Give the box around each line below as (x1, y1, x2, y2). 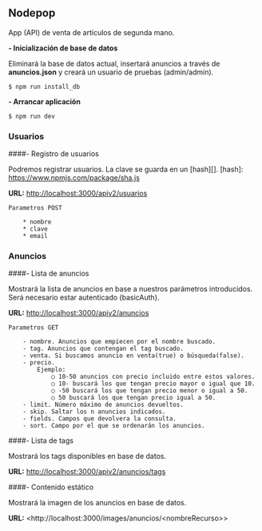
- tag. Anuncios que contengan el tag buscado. (22, 344, 184, 353)
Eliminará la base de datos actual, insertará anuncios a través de (8, 58, 220, 68)
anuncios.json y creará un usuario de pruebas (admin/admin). (8, 67, 214, 77)
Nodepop (8, 6, 56, 20)
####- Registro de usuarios (8, 149, 100, 159)
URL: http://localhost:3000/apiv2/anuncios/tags (8, 467, 166, 477)
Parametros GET (8, 324, 59, 332)
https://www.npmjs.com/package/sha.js (8, 173, 140, 183)
